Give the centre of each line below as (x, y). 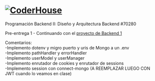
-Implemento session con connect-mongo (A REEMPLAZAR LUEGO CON (78, 68)
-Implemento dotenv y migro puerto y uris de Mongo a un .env (67, 48)
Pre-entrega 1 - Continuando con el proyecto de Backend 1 (63, 33)
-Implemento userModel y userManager (45, 58)
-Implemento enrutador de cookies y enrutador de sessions (64, 63)
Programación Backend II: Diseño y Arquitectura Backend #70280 (71, 24)
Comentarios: (19, 42)
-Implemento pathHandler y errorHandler (46, 53)
